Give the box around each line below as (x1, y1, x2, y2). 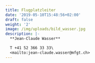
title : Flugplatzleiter (5, 7, 56, 13)
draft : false (5, 17, 33, 22)
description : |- (5, 31, 40, 36)
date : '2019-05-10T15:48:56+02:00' (5, 12, 81, 17)
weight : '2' (5, 22, 31, 27)
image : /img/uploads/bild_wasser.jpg (5, 27, 86, 32)
